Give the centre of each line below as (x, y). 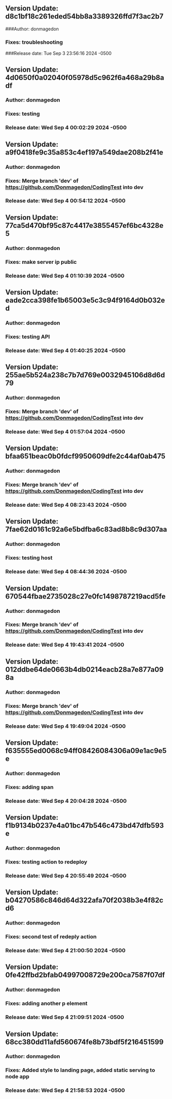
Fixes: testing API (28, 337)
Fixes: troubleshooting (34, 42)
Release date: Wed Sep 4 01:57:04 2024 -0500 (65, 432)
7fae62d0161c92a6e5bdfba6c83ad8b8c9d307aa (86, 529)
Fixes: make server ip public (41, 262)
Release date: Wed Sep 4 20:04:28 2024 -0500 (66, 801)
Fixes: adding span (30, 787)
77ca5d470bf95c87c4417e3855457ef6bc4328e (84, 225)
